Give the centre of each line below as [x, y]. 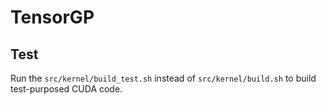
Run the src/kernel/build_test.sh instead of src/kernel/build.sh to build [163, 78]
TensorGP [52, 17]
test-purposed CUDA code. [66, 89]
